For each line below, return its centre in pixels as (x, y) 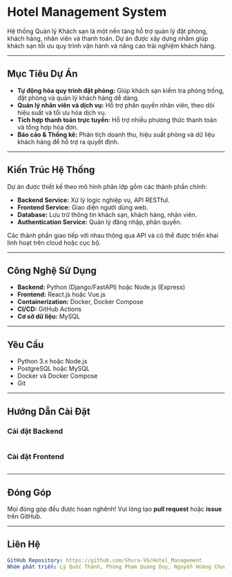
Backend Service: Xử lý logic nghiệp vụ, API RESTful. (94, 200)
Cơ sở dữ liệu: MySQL (49, 316)
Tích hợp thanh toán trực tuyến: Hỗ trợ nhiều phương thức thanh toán (117, 120)
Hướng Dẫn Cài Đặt (49, 411)
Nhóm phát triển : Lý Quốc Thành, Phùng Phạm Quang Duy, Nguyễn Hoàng (109, 567)
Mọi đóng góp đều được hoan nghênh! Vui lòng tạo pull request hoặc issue (115, 509)
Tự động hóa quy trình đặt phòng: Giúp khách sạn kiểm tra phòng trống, (120, 90)
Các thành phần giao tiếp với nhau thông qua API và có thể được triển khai (113, 235)
